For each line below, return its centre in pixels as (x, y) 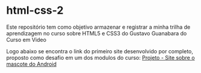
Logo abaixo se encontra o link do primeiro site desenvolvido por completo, (100, 51)
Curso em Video (26, 39)
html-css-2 (35, 10)
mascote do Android (32, 64)
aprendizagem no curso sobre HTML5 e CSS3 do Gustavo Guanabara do (97, 33)
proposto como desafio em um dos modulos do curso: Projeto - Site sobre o (100, 57)
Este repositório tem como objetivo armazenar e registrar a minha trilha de (98, 27)
